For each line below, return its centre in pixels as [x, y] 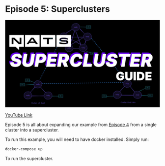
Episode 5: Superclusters [58, 9]
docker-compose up [24, 149]
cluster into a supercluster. [32, 130]
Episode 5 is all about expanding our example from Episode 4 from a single [81, 125]
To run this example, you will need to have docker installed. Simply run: [77, 139]
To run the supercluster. [29, 159]
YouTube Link [19, 115]
